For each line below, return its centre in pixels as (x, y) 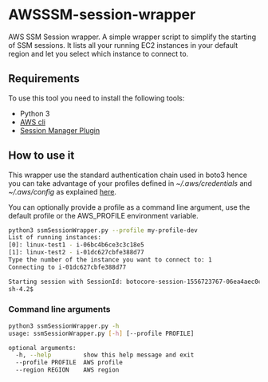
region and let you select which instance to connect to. (99, 53)
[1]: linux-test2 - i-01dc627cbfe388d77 (77, 253)
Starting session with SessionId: (66, 282)
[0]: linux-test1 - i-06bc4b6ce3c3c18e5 (77, 245)
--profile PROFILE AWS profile (69, 363)
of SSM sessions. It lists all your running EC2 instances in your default (123, 45)
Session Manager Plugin (60, 130)
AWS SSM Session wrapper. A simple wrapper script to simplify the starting (132, 37)
